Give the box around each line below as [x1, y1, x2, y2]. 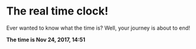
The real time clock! [6, 4, 108, 18]
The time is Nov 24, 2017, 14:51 [6, 36, 86, 43]
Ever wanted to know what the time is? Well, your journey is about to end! [6, 24, 191, 31]
